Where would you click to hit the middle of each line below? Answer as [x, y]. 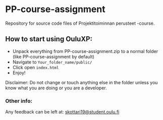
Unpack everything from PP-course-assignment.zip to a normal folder [85, 51]
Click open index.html [36, 67]
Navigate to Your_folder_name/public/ [52, 62]
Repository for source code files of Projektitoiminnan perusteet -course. [80, 23]
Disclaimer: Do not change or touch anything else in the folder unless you [82, 82]
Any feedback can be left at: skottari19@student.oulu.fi [62, 112]
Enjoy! [19, 73]
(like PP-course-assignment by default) [53, 56]
